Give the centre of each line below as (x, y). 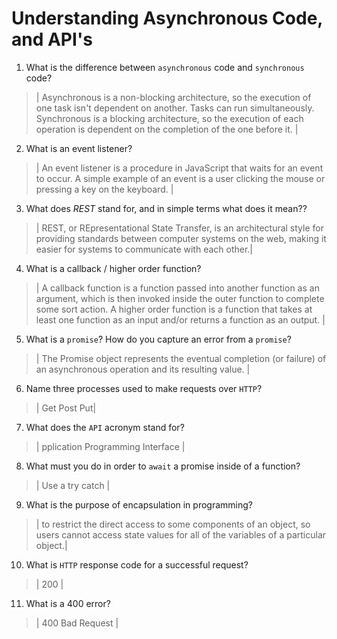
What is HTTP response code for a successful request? (137, 564)
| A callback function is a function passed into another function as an (177, 288)
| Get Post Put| (66, 408)
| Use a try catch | (73, 485)
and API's (52, 39)
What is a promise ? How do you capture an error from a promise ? (158, 339)
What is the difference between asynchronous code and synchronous (165, 67)
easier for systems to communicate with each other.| (144, 249)
